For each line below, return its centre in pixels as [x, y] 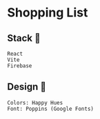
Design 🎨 [27, 87]
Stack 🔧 [24, 38]
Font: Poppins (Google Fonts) [51, 109]
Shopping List [48, 13]
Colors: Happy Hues [35, 102]
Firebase [20, 66]
